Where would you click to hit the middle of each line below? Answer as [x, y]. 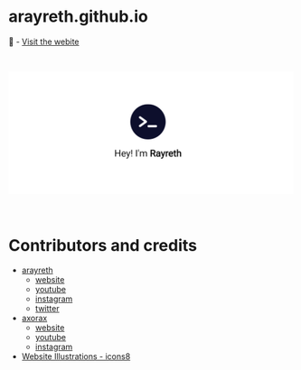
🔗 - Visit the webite [44, 42]
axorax [34, 319]
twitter [47, 309]
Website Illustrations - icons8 [76, 356]
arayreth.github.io [78, 17]
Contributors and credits [103, 245]
